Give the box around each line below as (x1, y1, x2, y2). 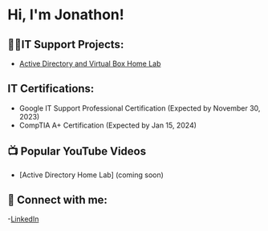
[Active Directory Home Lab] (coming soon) (18, 170, 164, 180)
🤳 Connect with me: (7, 193, 108, 207)
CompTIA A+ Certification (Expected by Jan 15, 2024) (18, 120, 197, 130)
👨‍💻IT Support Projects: (7, 38, 124, 51)
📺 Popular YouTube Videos (7, 144, 146, 158)
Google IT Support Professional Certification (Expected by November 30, (18, 103, 261, 113)
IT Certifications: (7, 82, 95, 95)
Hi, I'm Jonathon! (7, 6, 125, 24)
